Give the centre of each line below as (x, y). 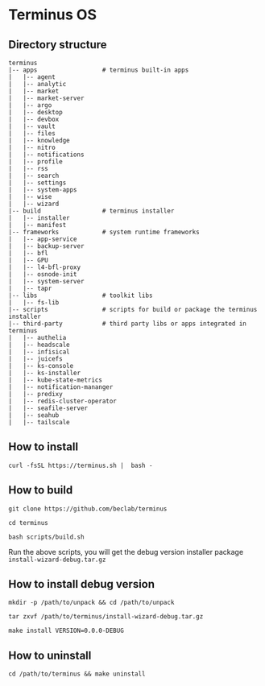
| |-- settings (37, 183)
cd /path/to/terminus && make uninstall (77, 674)
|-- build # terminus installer (91, 211)
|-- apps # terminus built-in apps (99, 70)
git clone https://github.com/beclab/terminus (88, 509)
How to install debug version (82, 584)
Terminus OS (53, 15)
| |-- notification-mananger (61, 387)
